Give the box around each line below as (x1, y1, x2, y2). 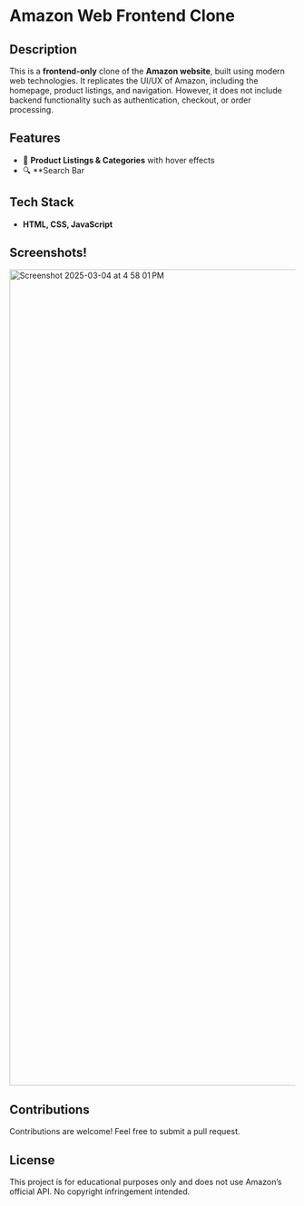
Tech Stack (9, 194, 74, 210)
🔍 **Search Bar (22, 164, 84, 175)
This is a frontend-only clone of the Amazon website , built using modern (9, 65, 286, 76)
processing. (9, 104, 54, 114)
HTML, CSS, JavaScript (22, 219, 113, 230)
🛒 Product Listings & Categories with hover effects (22, 154, 215, 165)
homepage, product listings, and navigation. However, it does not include (9, 85, 283, 95)
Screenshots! (9, 245, 88, 261)
